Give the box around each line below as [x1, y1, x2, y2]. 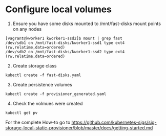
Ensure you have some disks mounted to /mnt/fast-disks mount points [12, 20, 161, 27]
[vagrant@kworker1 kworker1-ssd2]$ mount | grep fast [5, 36, 123, 41]
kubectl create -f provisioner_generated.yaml [5, 91, 107, 97]
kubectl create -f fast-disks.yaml [5, 73, 81, 78]
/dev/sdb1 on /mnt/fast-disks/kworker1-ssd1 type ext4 [5, 40, 125, 46]
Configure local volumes [5, 4, 112, 15]
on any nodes [12, 26, 42, 32]
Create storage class [12, 62, 57, 69]
